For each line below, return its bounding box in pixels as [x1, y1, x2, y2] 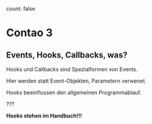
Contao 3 [6, 26, 53, 40]
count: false [6, 5, 36, 12]
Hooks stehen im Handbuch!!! [6, 112, 82, 119]
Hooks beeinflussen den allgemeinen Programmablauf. [6, 89, 142, 96]
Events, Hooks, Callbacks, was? [6, 50, 127, 60]
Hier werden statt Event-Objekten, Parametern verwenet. [6, 77, 147, 84]
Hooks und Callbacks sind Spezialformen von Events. [6, 66, 138, 72]
